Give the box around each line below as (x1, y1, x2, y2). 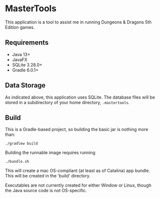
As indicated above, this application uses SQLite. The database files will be (5, 94, 155, 100)
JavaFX (12, 57, 28, 63)
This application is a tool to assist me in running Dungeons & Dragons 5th (5, 19, 152, 25)
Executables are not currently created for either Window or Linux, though (5, 182, 152, 188)
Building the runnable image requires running (5, 150, 96, 155)
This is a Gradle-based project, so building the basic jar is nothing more (5, 127, 148, 132)
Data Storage (5, 81, 46, 89)
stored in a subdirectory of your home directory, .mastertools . (5, 99, 130, 105)
